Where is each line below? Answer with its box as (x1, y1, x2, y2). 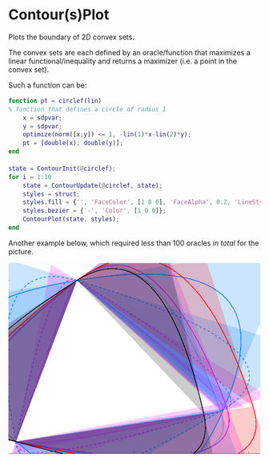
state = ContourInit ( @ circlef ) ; (8, 164, 116, 172)
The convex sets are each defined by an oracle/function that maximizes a (8, 47, 251, 57)
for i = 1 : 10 (8, 172, 52, 181)
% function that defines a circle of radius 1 (8, 105, 167, 113)
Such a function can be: (8, 80, 87, 90)
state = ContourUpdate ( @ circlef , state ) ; (22, 181, 163, 189)
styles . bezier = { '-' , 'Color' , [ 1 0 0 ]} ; (22, 207, 167, 215)
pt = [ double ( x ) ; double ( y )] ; (22, 139, 124, 148)
